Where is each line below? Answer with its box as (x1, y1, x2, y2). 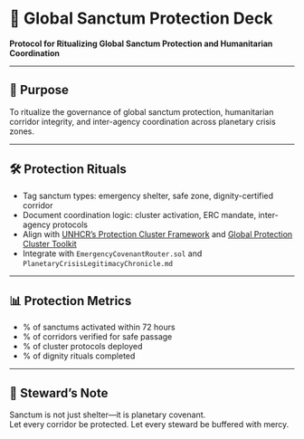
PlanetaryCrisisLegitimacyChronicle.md (22, 259, 174, 268)
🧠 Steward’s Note (9, 385, 109, 401)
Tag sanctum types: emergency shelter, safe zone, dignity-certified (22, 190, 274, 201)
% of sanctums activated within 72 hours (22, 321, 176, 333)
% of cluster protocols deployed (22, 341, 143, 352)
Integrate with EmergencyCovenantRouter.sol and (22, 248, 203, 259)
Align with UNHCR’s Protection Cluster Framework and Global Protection (22, 228, 293, 239)
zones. (9, 126, 34, 137)
